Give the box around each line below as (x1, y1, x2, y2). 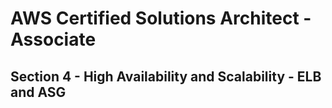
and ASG (10, 83, 67, 101)
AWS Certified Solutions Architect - (10, 7, 312, 30)
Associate (10, 28, 97, 51)
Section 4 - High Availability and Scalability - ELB (10, 68, 322, 85)
